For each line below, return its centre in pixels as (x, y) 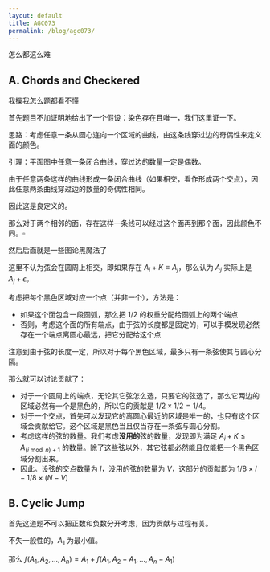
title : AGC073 (32, 23)
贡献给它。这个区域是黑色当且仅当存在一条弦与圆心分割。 (129, 426)
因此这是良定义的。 (40, 206)
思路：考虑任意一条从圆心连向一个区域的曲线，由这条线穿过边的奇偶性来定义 (135, 135)
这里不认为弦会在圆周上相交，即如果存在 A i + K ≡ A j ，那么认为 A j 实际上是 (130, 268)
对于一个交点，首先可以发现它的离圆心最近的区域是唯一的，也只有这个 (136, 415)
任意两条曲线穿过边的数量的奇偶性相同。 (82, 189)
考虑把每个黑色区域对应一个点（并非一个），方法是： (94, 297)
